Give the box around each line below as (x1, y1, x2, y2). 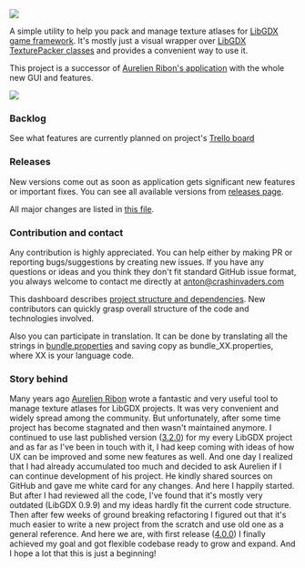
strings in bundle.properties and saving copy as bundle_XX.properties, (9, 340, 274, 350)
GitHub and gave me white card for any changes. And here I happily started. (9, 481, 295, 492)
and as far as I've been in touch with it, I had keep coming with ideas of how (9, 441, 295, 452)
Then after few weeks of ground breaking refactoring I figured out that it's (9, 510, 287, 521)
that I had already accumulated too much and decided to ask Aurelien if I (9, 461, 282, 472)
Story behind (9, 372, 68, 385)
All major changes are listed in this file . (9, 203, 155, 214)
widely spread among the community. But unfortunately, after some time (9, 412, 281, 423)
